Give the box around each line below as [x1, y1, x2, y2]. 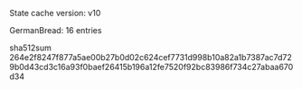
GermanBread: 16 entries [9, 25, 102, 35]
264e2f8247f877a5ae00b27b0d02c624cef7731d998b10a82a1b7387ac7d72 [9, 52, 292, 62]
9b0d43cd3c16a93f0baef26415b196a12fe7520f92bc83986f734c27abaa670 [9, 62, 294, 72]
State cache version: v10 [9, 8, 101, 18]
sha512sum [9, 42, 52, 53]
